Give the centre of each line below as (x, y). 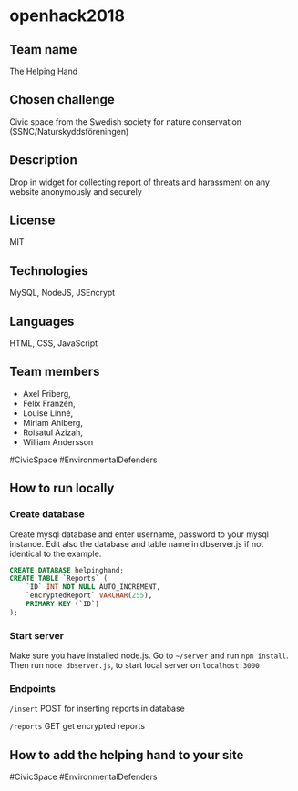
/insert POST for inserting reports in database (97, 709)
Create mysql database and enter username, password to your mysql (139, 534)
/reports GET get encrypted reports (77, 726)
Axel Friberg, (46, 393)
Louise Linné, (48, 413)
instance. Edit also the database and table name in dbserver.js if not (137, 543)
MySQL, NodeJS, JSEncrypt (62, 293)
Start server (36, 635)
